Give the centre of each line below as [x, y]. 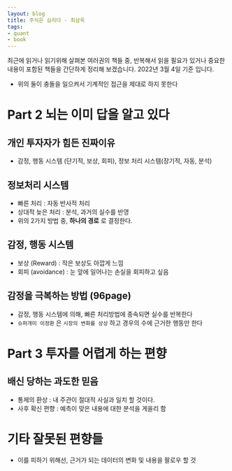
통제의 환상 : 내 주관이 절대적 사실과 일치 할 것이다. [86, 400]
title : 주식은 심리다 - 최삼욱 [46, 20]
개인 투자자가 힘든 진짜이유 [61, 143]
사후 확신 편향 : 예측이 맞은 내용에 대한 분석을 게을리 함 [92, 408]
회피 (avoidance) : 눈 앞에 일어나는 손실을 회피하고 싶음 [93, 271]
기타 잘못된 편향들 [55, 439]
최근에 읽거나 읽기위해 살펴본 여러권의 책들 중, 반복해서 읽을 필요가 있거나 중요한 [116, 61]
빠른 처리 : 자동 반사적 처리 [54, 203]
